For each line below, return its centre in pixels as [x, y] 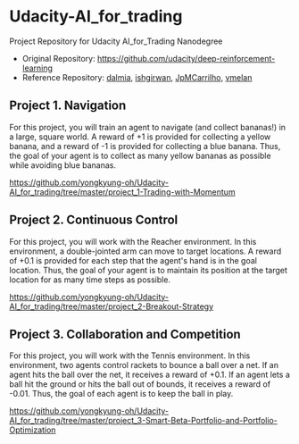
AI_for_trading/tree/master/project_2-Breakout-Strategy [112, 306]
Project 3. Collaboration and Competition [125, 334]
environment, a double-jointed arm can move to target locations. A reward [145, 251]
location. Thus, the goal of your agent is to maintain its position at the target [149, 270]
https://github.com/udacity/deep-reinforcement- [186, 58]
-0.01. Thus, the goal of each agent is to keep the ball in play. [121, 394]
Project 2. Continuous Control [94, 220]
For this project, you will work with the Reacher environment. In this [133, 241]
